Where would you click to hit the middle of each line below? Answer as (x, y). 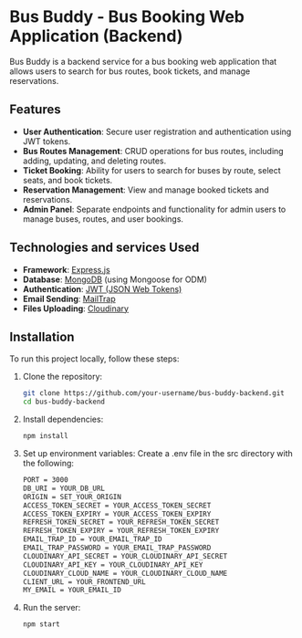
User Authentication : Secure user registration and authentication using (157, 131)
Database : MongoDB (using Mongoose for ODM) (115, 279)
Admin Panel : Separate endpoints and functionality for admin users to (154, 209)
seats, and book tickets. (68, 180)
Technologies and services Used (104, 248)
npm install (45, 436)
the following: (48, 463)
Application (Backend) (96, 36)
